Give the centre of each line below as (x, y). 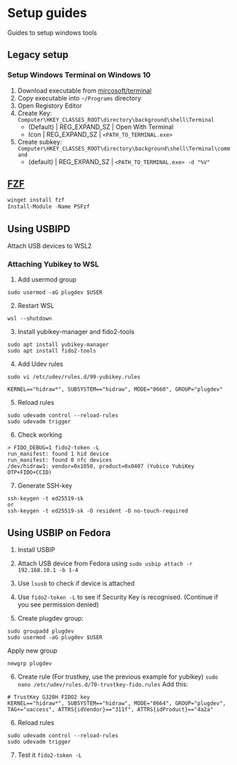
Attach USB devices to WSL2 (50, 246)
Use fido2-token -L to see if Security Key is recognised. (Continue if (118, 597)
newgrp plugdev (30, 664)
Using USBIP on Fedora (59, 533)
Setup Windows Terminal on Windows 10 (79, 75)
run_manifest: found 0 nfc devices (60, 460)
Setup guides (47, 13)
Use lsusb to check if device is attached (76, 583)
